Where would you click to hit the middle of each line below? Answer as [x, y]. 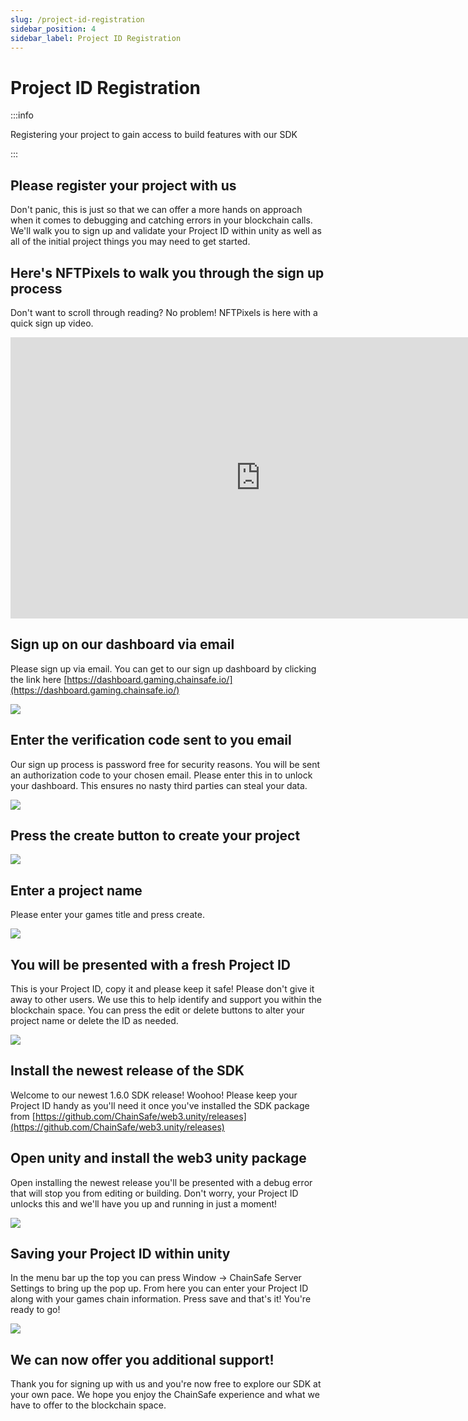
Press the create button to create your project [155, 835]
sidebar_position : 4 [53, 29]
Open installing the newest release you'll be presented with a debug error [161, 1182]
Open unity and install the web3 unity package [158, 1158]
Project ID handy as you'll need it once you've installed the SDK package [160, 1105]
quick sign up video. [52, 323]
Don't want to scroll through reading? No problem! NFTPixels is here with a [164, 312]
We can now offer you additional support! [142, 1359]
